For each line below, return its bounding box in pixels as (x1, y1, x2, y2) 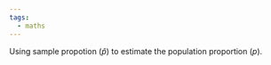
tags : (9, 12, 29, 22)
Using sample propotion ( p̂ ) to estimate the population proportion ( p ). (9, 45, 263, 56)
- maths (17, 21, 46, 30)
